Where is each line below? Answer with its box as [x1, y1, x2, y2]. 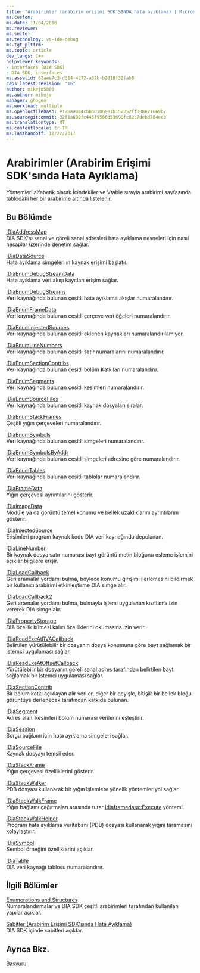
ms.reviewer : [6, 25, 39, 32]
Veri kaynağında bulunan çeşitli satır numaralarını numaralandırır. [6, 348, 165, 355]
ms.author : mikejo [6, 92, 52, 98]
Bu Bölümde [6, 212, 52, 222]
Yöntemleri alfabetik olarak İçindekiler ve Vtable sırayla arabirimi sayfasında [6, 188, 192, 195]
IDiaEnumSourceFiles [6, 395, 58, 402]
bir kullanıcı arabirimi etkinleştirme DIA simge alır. [6, 582, 127, 589]
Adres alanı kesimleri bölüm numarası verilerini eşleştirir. [6, 714, 144, 721]
